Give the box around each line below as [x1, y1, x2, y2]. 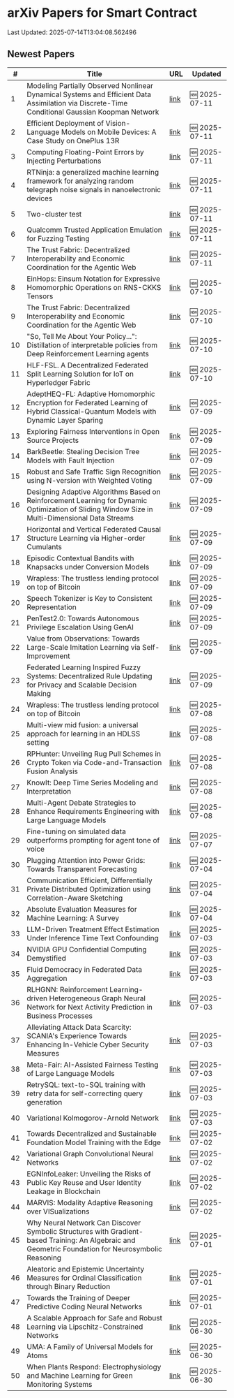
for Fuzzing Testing [26, 233, 90, 243]
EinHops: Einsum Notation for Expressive [26, 274, 160, 284]
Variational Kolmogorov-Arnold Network [26, 1113, 159, 1123]
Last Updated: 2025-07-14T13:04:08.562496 [7, 28, 137, 36]
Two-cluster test [26, 209, 82, 219]
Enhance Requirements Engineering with [26, 806, 159, 816]
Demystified [26, 953, 66, 963]
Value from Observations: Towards [26, 634, 141, 643]
